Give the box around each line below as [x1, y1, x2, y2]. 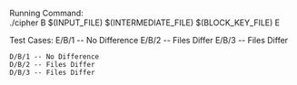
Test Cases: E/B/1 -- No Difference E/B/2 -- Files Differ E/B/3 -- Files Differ [9, 35, 289, 45]
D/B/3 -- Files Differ [9, 68, 95, 77]
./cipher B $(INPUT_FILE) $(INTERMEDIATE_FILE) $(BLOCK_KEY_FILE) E [9, 17, 280, 28]
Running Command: [9, 8, 84, 18]
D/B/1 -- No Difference [9, 52, 100, 61]
